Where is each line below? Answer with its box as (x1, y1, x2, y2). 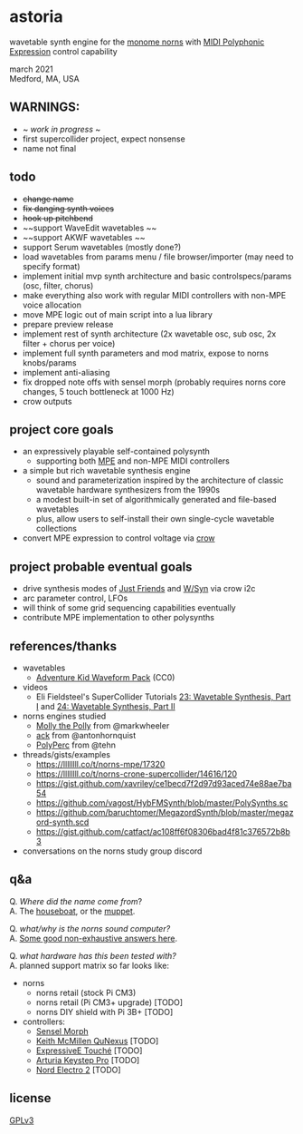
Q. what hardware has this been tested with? (9, 950, 176, 961)
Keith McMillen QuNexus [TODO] (35, 1035, 159, 1046)
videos (22, 682, 48, 692)
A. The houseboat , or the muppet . (9, 905, 136, 916)
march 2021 (9, 64, 53, 74)
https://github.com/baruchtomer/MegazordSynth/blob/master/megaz (35, 807, 294, 817)
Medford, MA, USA (9, 73, 80, 83)
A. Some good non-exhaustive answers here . (9, 933, 178, 943)
